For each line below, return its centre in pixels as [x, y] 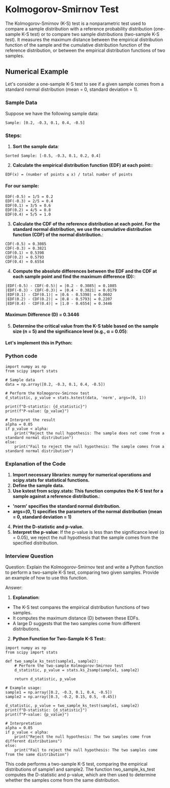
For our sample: [22, 186]
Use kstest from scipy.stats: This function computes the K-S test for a [88, 491]
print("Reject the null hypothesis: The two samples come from [83, 737]
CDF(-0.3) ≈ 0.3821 [26, 248]
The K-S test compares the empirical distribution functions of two [81, 607]
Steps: [13, 135]
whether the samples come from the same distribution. [63, 780]
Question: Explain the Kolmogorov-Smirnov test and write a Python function [84, 567]
